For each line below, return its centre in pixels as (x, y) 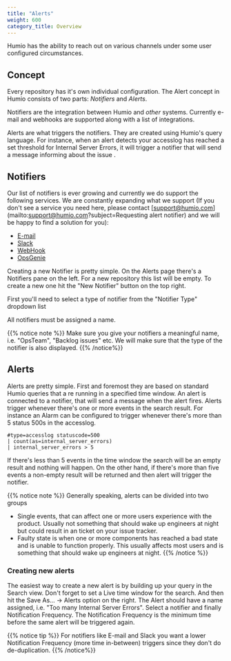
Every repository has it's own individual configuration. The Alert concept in (113, 92)
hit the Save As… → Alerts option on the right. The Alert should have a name (115, 600)
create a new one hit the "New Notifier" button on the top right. (97, 286)
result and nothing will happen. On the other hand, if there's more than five (113, 467)
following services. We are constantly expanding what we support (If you (111, 200)
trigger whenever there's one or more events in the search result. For (105, 408)
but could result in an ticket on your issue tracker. (87, 531)
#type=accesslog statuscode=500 (53, 435)
